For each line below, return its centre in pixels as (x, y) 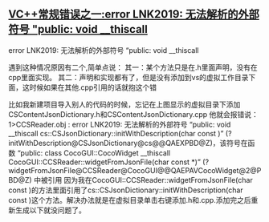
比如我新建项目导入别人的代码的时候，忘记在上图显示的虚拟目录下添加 (124, 104)
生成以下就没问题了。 (50, 210)
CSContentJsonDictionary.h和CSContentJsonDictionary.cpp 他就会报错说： (134, 114)
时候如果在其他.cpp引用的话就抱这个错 (93, 87)
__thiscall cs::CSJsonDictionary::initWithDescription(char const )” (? (120, 133)
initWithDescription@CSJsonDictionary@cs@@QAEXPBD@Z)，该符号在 (128, 143)
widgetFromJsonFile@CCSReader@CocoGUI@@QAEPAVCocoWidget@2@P (135, 170)
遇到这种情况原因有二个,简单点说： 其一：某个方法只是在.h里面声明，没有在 (133, 67)
